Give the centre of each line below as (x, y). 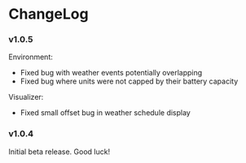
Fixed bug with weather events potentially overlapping (111, 73)
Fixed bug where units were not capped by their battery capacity (129, 81)
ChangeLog (48, 14)
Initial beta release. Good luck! (59, 152)
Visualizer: (26, 97)
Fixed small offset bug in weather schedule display (105, 113)
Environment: (31, 57)
